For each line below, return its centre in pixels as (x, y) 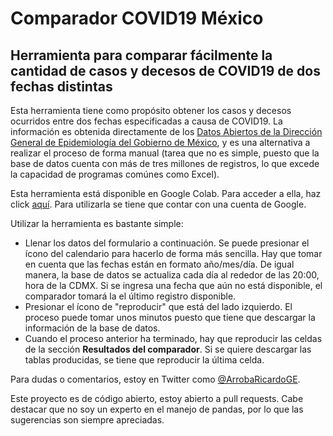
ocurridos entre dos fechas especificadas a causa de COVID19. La (146, 121)
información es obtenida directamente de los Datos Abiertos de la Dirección (166, 131)
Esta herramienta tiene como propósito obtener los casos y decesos (151, 110)
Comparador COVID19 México (137, 18)
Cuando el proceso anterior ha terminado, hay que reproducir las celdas (173, 338)
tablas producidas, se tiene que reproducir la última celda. (144, 360)
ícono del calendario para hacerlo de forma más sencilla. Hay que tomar (173, 253)
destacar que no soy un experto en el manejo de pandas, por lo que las (157, 409)
